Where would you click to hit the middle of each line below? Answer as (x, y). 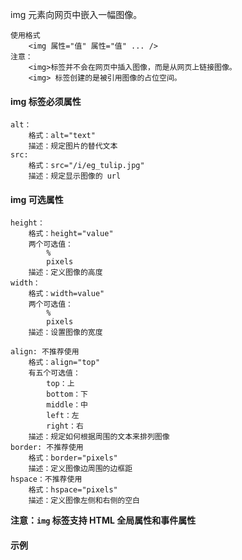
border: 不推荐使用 (47, 448)
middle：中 (67, 405)
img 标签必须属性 (46, 101)
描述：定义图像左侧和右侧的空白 (84, 501)
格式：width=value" (66, 294)
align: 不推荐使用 (45, 352)
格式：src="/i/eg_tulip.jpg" (86, 166)
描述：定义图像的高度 (65, 273)
